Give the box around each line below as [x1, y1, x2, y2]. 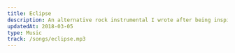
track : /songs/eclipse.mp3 [7, 36, 86, 43]
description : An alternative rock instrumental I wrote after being [7, 17, 211, 23]
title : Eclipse [7, 10, 52, 17]
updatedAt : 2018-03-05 [7, 23, 73, 30]
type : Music [7, 29, 42, 36]
